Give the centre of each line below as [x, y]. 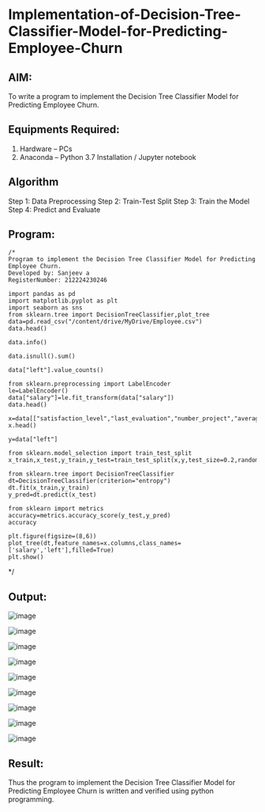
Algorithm [34, 182]
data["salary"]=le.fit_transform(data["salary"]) [91, 398]
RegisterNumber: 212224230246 [58, 280]
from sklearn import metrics [56, 509]
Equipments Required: [64, 129]
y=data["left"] [33, 440]
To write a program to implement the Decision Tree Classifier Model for [123, 96]
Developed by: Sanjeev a [49, 273]
